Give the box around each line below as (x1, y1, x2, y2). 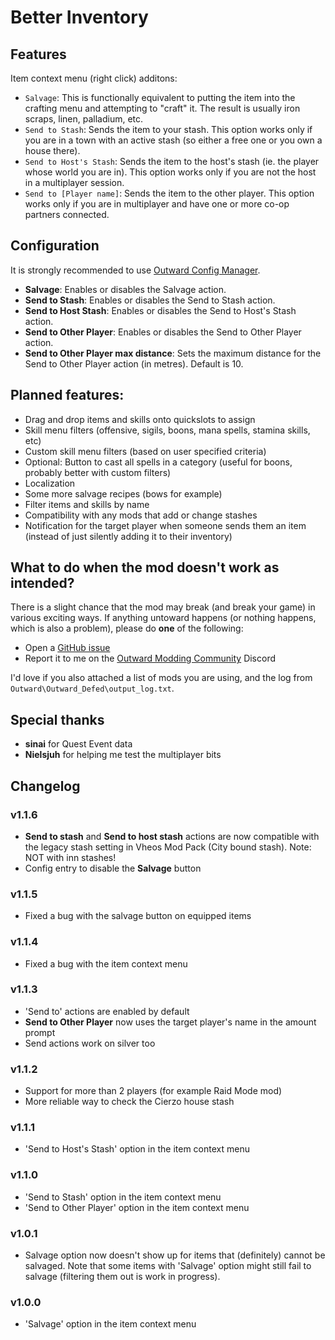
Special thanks (10, 711, 105, 728)
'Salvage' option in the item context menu (24, 1318, 197, 1330)
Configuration (10, 237, 100, 255)
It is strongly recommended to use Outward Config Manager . (10, 264, 261, 276)
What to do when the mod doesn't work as (10, 559, 280, 576)
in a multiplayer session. (24, 177, 125, 188)
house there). (24, 145, 81, 156)
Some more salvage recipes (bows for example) (24, 487, 223, 500)
